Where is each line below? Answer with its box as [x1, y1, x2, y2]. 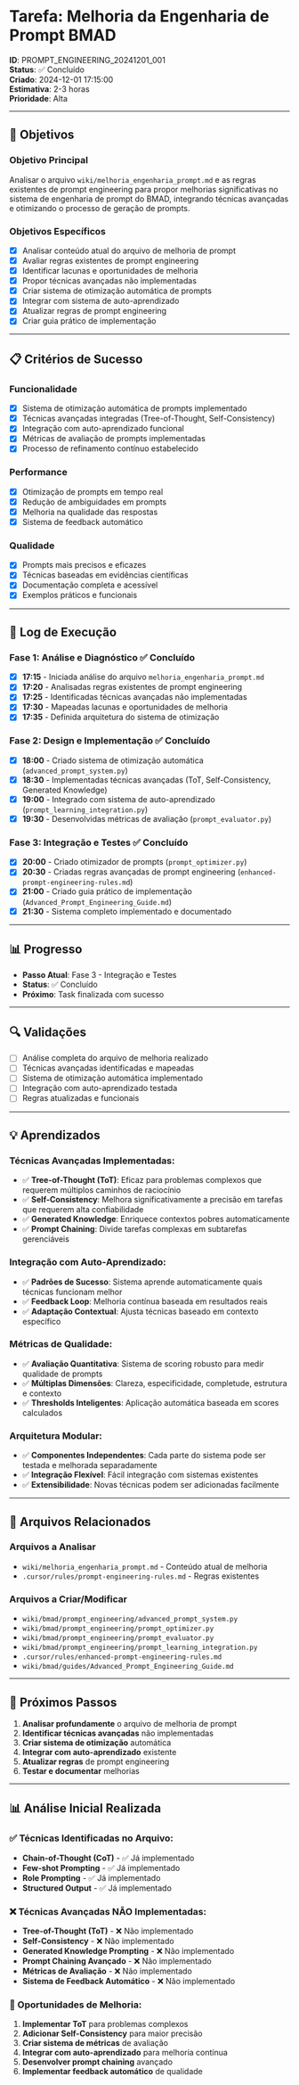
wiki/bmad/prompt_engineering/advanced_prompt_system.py [21, 1615, 238, 1624]
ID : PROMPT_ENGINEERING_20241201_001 [9, 54, 166, 65]
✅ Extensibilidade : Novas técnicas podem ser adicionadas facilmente [21, 1480, 279, 1490]
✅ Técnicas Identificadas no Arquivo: [9, 1832, 174, 1844]
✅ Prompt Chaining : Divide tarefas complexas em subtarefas [21, 1224, 247, 1235]
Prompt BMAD [9, 25, 117, 45]
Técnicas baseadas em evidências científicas [21, 570, 189, 580]
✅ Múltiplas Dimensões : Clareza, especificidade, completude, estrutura [21, 1377, 287, 1388]
